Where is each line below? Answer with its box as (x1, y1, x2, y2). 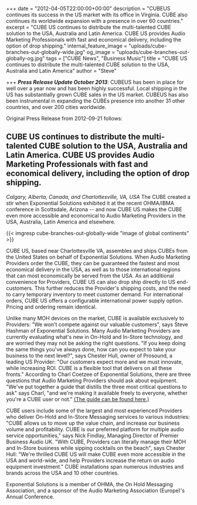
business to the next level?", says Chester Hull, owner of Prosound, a (6, 352, 173, 359)
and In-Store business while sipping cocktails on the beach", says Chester (6, 444, 186, 451)
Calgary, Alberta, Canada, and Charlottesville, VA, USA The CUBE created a (6, 193, 191, 200)
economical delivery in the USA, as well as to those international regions (6, 266, 181, 273)
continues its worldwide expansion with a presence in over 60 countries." (6, 18, 184, 24)
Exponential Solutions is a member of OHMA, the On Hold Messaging (6, 480, 173, 487)
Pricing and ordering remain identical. (6, 303, 97, 310)
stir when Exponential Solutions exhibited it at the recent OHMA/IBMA (6, 199, 175, 206)
